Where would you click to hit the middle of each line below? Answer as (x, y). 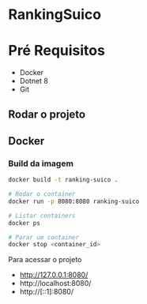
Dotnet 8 (34, 81)
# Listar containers (42, 216)
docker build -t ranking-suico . (63, 180)
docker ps (24, 223)
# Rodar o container (42, 194)
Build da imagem (41, 163)
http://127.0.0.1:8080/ (54, 275)
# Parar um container (44, 237)
